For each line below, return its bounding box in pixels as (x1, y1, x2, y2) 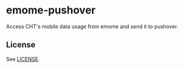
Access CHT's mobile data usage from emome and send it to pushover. (6, 23, 179, 30)
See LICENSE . (6, 55, 40, 62)
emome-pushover (6, 4, 96, 17)
